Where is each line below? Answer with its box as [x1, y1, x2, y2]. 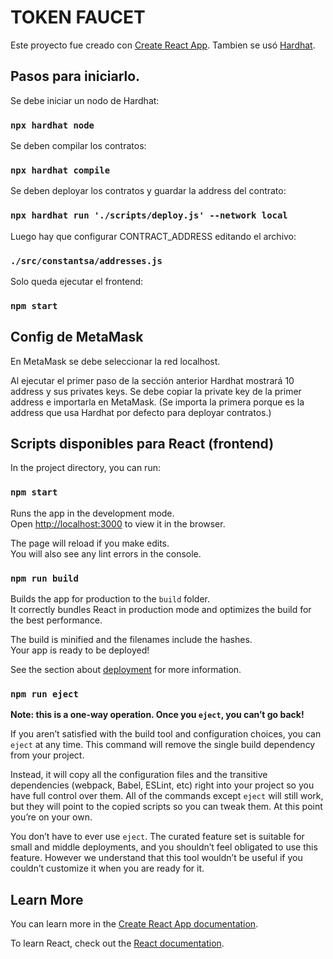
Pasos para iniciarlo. [10, 68, 141, 85]
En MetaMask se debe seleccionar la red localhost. [10, 355, 221, 367]
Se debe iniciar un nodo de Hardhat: [10, 94, 160, 106]
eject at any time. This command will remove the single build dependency [10, 739, 316, 751]
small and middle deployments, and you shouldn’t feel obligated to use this [10, 841, 318, 853]
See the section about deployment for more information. [10, 664, 242, 676]
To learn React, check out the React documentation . [10, 937, 225, 950]
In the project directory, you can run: [10, 462, 161, 474]
